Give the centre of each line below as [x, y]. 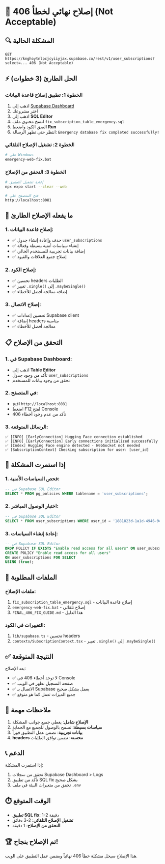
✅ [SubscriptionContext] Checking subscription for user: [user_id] [77, 450]
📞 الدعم [15, 753]
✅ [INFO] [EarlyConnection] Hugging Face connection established [74, 437]
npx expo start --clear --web [36, 187]
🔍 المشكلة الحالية [30, 41]
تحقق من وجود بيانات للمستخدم [41, 380]
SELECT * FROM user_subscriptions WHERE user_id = [58, 521]
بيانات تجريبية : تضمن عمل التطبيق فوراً [47, 732]
